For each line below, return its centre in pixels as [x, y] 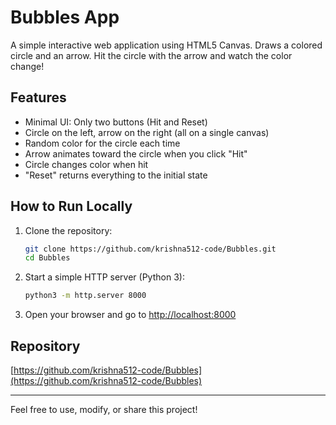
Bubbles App [65, 17]
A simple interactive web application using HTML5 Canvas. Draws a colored [166, 45]
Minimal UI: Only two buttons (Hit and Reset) [116, 122]
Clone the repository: [68, 230]
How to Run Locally [71, 206]
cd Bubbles [47, 258]
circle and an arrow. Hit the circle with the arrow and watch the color [151, 55]
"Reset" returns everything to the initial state [116, 175]
